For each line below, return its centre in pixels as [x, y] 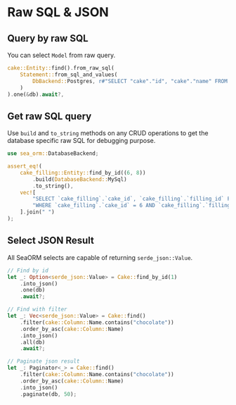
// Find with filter [38, 310]
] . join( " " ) [37, 212]
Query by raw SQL [48, 38]
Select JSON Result [51, 241]
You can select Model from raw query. [61, 55]
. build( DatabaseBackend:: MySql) [80, 179]
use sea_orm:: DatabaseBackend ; [53, 154]
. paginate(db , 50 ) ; [48, 394]
